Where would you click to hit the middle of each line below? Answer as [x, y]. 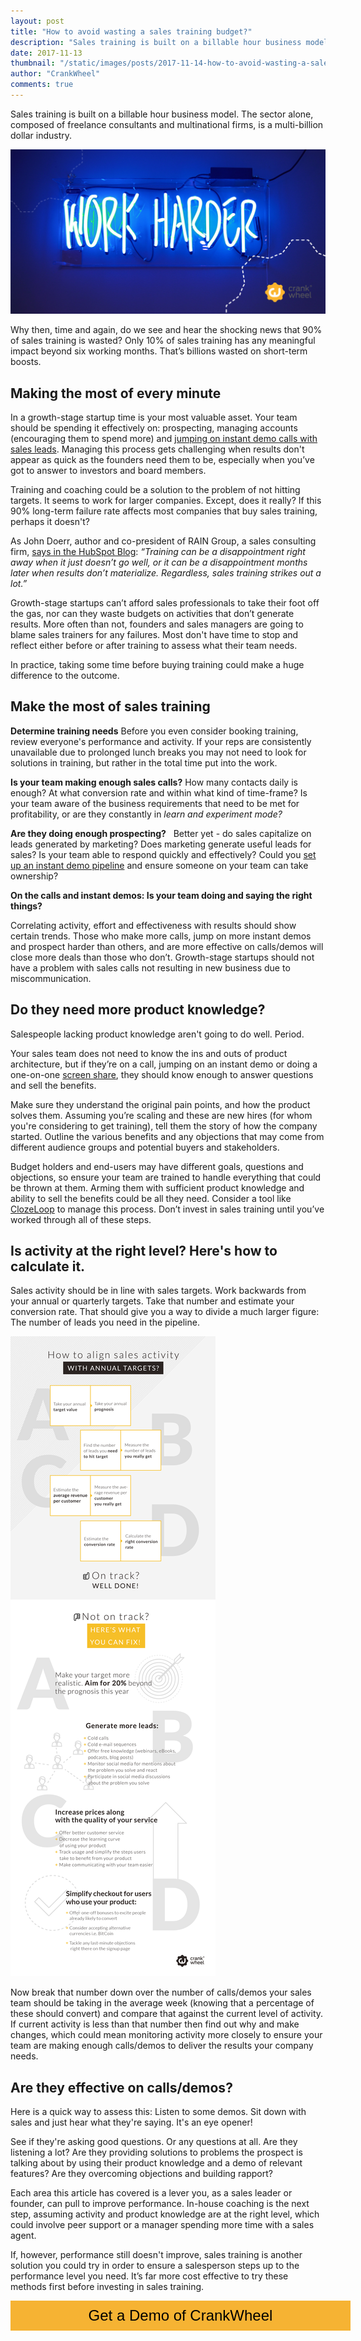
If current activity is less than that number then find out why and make [155, 2024]
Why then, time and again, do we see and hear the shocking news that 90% [166, 330]
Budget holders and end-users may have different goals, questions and [157, 1166]
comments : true [42, 85]
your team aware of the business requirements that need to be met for [155, 803]
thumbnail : [33, 63]
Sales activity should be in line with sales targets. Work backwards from [158, 1291]
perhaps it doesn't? [50, 521]
